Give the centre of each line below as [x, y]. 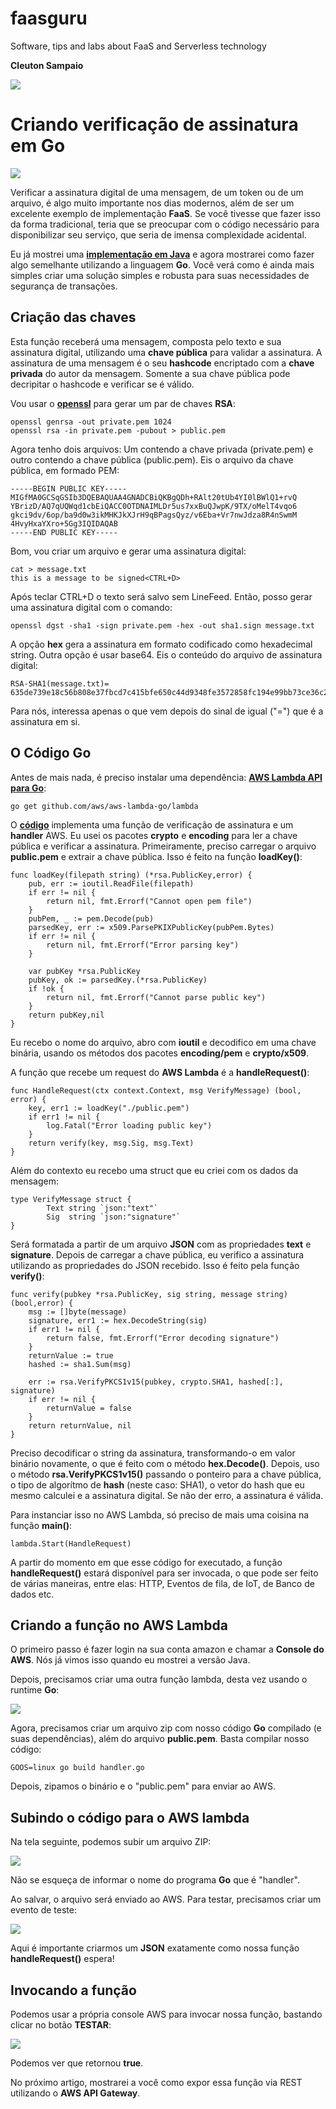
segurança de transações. [64, 286]
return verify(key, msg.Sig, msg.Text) [111, 1143]
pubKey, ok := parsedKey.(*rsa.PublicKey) [118, 980]
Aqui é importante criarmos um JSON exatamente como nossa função [155, 1948]
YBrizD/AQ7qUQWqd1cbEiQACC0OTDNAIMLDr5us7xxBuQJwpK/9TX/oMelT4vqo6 [154, 506]
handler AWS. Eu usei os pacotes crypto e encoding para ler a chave [154, 835]
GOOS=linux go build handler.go [77, 1768]
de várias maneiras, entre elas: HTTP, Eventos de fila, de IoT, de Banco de [162, 1583]
